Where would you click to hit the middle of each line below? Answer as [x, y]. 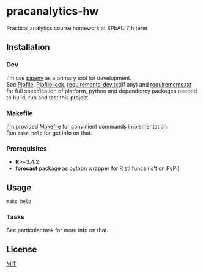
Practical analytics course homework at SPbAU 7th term [77, 28]
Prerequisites [27, 149]
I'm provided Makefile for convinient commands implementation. [87, 126]
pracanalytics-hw [53, 11]
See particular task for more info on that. [57, 230]
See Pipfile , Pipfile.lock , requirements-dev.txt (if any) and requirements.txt [99, 84]
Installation [28, 47]
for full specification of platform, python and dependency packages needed [102, 91]
